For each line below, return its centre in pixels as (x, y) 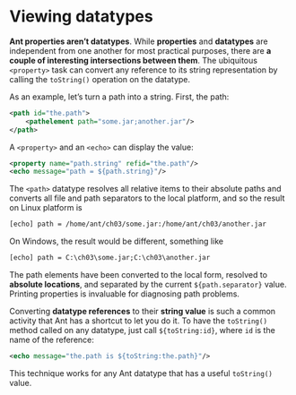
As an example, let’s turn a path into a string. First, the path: (119, 97)
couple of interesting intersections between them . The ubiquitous (134, 60)
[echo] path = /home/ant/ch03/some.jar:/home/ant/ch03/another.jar (138, 224)
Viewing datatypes (82, 17)
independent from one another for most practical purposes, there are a (140, 50)
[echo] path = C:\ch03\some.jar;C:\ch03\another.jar (110, 258)
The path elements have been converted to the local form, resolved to (138, 275)
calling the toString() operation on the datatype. (100, 79)
